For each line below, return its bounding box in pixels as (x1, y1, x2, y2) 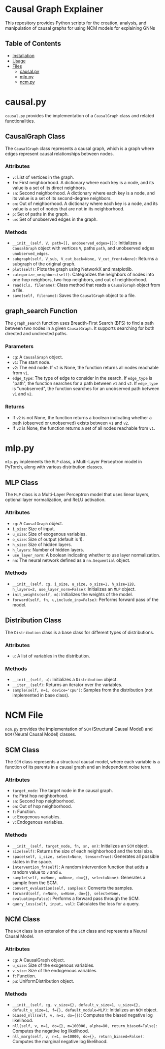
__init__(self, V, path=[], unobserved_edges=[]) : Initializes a (12, 240, 141, 246)
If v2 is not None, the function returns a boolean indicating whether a (12, 414, 152, 420)
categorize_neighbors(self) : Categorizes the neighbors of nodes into (12, 271, 154, 278)
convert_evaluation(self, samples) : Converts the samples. (12, 885, 133, 891)
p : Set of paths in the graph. (12, 211, 69, 217)
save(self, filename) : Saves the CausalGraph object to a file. (12, 293, 136, 299)
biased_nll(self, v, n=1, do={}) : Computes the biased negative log (12, 1012, 153, 1018)
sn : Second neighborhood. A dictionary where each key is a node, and (12, 190, 155, 196)
